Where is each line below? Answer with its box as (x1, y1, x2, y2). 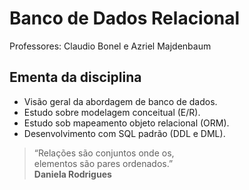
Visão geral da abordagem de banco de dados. (23, 95, 218, 107)
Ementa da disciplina (9, 69, 142, 86)
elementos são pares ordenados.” (33, 157, 174, 169)
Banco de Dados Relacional (9, 7, 241, 30)
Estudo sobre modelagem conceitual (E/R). (23, 106, 201, 118)
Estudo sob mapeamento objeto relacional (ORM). (23, 117, 230, 129)
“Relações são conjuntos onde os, (33, 147, 175, 159)
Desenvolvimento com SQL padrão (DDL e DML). (23, 127, 226, 139)
